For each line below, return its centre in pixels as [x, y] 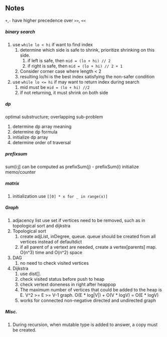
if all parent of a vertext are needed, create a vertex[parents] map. [88, 247]
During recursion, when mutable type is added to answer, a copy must [85, 324]
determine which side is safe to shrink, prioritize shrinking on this [87, 50]
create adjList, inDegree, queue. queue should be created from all [88, 236]
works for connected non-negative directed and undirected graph [88, 300]
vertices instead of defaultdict [51, 242]
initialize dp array [30, 137]
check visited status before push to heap [62, 279]
